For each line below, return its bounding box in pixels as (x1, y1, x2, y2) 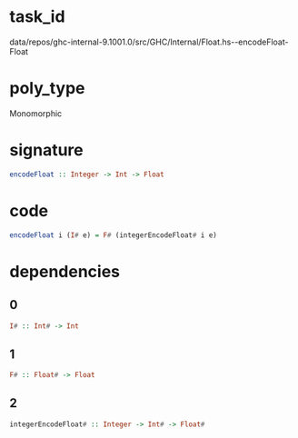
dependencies (9, 261, 121, 282)
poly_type (9, 78, 85, 99)
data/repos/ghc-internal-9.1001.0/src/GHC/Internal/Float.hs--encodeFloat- (9, 36, 289, 47)
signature (9, 140, 84, 161)
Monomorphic (9, 107, 63, 119)
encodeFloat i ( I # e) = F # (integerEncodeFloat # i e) (9, 230, 218, 240)
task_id (9, 6, 65, 27)
